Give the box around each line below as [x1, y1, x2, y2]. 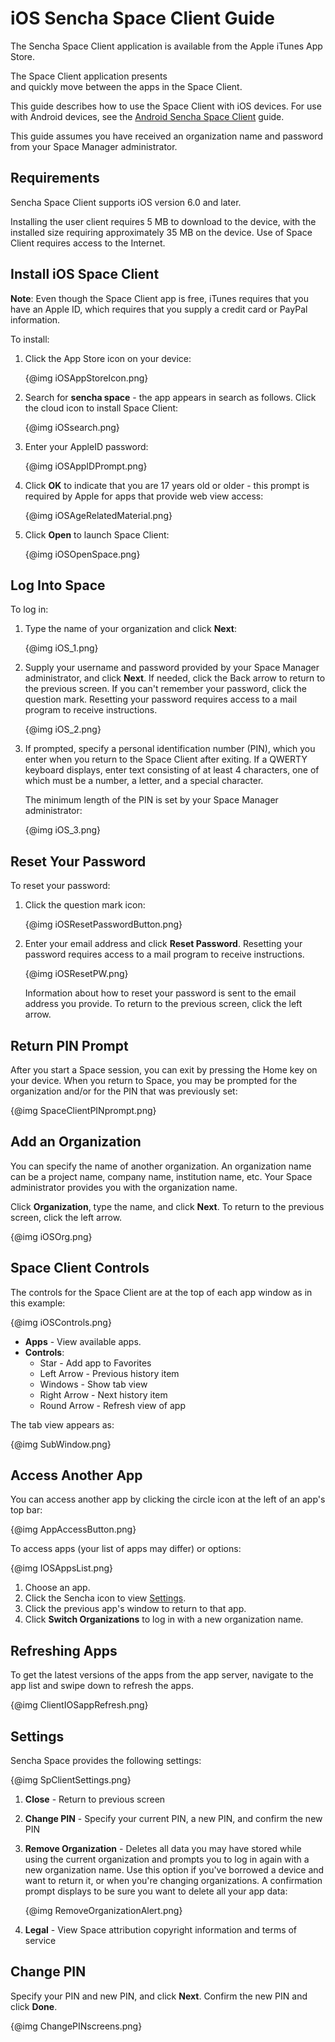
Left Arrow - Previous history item [39, 1367, 180, 1379]
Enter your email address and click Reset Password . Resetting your [24, 938, 303, 950]
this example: [10, 1297, 66, 1309]
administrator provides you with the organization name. [10, 1181, 238, 1193]
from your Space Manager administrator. [10, 140, 178, 152]
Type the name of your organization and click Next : [24, 623, 237, 635]
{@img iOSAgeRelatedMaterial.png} [24, 509, 173, 521]
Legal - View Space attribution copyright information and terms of [24, 1924, 298, 1936]
